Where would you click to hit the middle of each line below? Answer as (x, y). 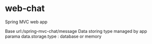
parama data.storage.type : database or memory (53, 36)
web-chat (25, 8)
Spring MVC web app (26, 22)
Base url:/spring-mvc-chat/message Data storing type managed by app (76, 31)
